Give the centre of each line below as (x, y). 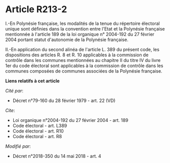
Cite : (10, 110)
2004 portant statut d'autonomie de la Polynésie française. (67, 40)
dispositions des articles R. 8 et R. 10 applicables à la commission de (77, 55)
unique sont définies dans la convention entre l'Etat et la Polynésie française (85, 28)
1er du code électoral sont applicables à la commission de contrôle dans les (84, 66)
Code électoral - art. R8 (37, 136)
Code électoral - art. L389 (40, 125)
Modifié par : (18, 146)
